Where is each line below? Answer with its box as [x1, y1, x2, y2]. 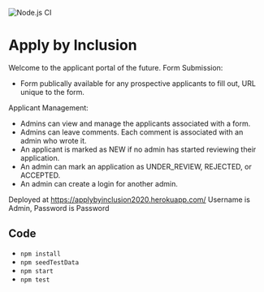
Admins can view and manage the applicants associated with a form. [19, 118, 251, 128]
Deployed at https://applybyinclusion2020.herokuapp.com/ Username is [8, 195, 250, 204]
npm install [19, 250, 61, 258]
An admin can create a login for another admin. [19, 178, 179, 188]
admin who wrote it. [19, 135, 87, 145]
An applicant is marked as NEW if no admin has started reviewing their [19, 144, 257, 154]
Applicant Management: [8, 102, 89, 113]
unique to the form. [19, 87, 85, 97]
